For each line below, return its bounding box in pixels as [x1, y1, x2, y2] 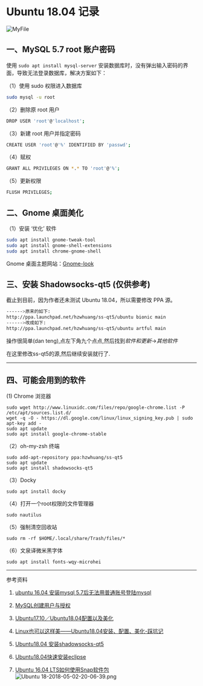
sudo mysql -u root [6, 94, 56, 100]
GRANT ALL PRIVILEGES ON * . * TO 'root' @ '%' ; [6, 165, 120, 172]
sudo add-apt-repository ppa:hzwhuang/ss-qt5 [6, 454, 123, 460]
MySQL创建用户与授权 [14, 601, 71, 608]
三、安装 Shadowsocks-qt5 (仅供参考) [6, 279, 151, 289]
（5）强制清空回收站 [6, 523, 57, 530]
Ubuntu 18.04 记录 [6, 5, 100, 19]
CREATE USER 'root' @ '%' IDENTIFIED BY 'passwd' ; [6, 142, 131, 148]
